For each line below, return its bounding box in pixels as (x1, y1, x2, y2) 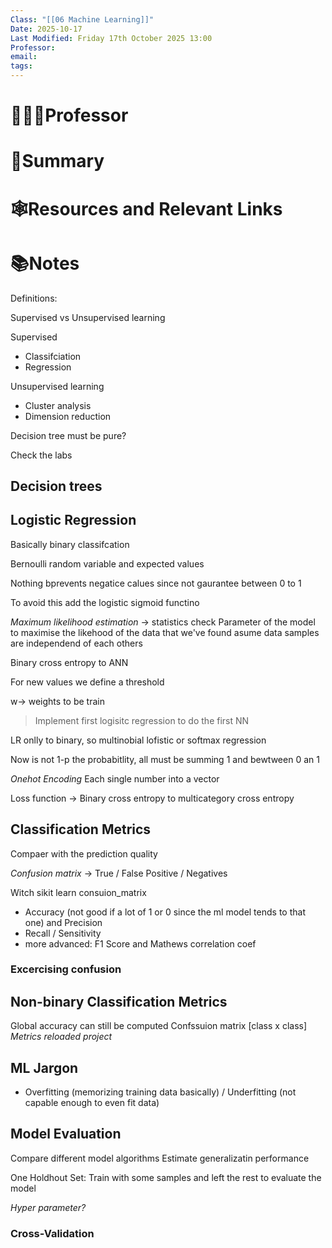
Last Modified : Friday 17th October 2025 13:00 (10, 33, 213, 43)
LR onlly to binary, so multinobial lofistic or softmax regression (10, 734, 267, 746)
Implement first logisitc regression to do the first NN (34, 714, 250, 726)
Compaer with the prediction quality (10, 847, 158, 860)
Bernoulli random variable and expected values (10, 557, 205, 570)
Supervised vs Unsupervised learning (10, 311, 166, 323)
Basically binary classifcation (10, 538, 130, 550)
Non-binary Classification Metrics (10, 993, 228, 1010)
